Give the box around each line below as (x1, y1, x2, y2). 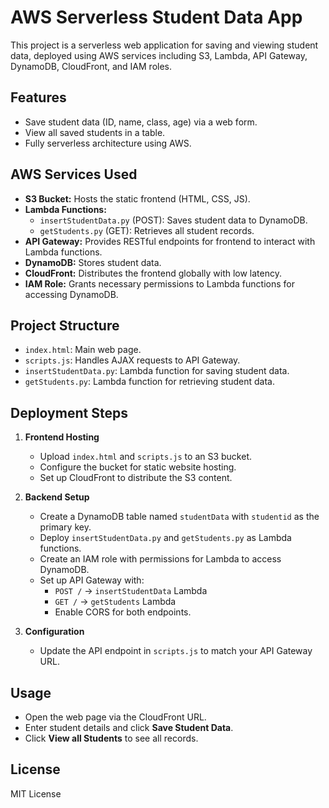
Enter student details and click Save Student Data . (24, 722, 234, 733)
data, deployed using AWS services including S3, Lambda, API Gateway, (10, 49, 308, 61)
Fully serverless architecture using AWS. (24, 137, 192, 149)
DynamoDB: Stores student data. (24, 256, 162, 268)
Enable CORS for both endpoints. (54, 606, 192, 618)
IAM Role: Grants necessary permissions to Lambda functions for (24, 277, 295, 290)
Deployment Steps (10, 404, 128, 421)
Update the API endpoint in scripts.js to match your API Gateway (39, 645, 313, 657)
